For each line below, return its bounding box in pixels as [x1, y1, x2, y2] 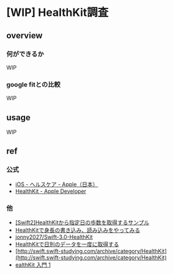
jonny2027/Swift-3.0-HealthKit [15, 233, 93, 240]
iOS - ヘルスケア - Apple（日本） [15, 181, 98, 188]
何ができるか [6, 49, 44, 58]
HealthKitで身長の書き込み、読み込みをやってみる [15, 226, 141, 234]
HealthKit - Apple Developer [15, 187, 87, 195]
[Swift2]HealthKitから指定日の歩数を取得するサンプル [15, 218, 150, 226]
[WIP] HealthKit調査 [6, 5, 109, 20]
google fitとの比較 [6, 80, 61, 88]
